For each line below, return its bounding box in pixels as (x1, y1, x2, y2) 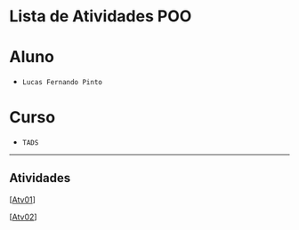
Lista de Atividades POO (9, 6, 192, 27)
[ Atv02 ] (9, 211, 37, 222)
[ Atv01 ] (9, 194, 36, 205)
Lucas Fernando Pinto (21, 78, 102, 87)
